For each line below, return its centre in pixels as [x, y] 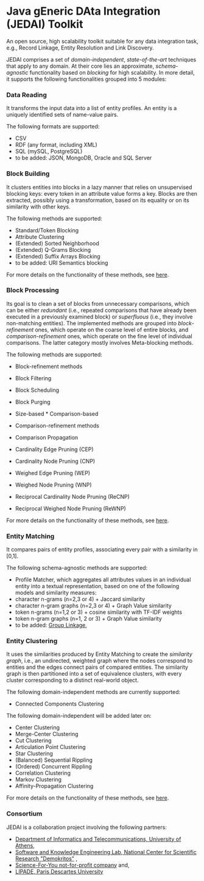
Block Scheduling [37, 390]
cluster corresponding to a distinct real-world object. [72, 680]
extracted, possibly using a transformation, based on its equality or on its [98, 200]
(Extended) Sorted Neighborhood [57, 243]
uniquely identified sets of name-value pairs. [62, 115]
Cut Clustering [33, 740]
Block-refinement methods [49, 366]
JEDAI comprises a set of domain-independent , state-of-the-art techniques [101, 59]
